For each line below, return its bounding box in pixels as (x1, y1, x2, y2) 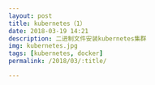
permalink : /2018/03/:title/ (8, 57, 107, 66)
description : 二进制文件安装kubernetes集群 (8, 34, 147, 43)
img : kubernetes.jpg (8, 42, 79, 50)
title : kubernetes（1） (8, 19, 87, 28)
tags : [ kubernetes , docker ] (8, 49, 104, 57)
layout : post (8, 11, 53, 20)
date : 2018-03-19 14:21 (8, 27, 89, 35)
